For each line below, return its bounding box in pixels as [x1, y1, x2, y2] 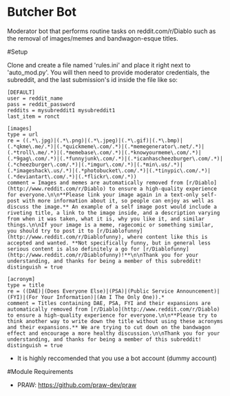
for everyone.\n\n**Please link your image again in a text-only [7, 191, 198, 198]
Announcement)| [176, 287, 220, 295]
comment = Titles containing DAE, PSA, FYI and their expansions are [7, 300, 211, 306]
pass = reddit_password [7, 101, 76, 107]
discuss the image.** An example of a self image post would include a [7, 203, 217, 210]
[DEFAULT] [7, 89, 36, 96]
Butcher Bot [7, 4, 77, 20]
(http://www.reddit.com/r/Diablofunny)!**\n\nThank [7, 251, 158, 258]
